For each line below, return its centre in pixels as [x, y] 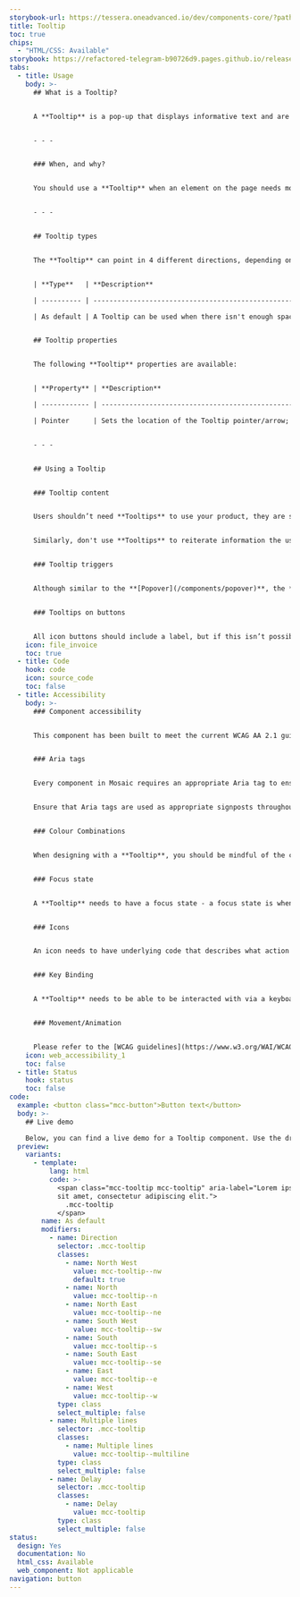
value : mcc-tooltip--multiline [131, 1454]
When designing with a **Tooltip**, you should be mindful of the [159, 855]
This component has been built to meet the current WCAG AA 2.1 [155, 735]
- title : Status [47, 1072]
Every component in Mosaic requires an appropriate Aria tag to [155, 784]
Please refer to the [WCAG [83, 1047]
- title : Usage [46, 76]
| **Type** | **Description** [93, 284]
